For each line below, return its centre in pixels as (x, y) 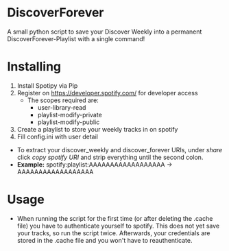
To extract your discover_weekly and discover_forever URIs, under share (120, 150)
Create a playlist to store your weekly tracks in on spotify (97, 129)
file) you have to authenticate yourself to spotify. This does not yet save (118, 226)
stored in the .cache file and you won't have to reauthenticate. (105, 240)
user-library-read (62, 107)
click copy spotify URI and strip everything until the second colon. (110, 157)
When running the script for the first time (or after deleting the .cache (115, 218)
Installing (34, 67)
